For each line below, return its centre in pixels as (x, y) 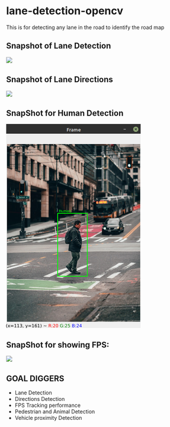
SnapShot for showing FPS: (58, 345)
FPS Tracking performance (48, 405)
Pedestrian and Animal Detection (55, 412)
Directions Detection (40, 399)
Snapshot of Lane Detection (59, 46)
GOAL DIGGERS (35, 378)
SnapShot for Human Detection (65, 113)
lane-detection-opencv (65, 11)
